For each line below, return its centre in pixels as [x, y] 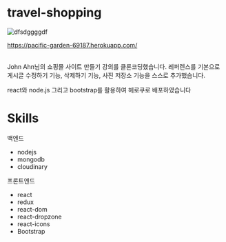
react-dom [32, 209]
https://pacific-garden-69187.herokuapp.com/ [72, 45]
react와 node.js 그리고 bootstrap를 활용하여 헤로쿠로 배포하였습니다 [99, 90]
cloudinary [32, 166]
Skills [23, 118]
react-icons [33, 224]
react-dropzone [39, 216]
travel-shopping [54, 13]
